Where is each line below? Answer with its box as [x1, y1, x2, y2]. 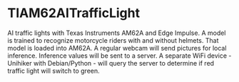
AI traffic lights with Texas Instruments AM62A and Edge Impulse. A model [7, 29, 226, 37]
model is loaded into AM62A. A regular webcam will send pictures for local [7, 43, 227, 52]
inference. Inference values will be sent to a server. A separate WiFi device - [7, 51, 232, 60]
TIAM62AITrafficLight [7, 5, 141, 21]
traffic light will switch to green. [7, 66, 100, 75]
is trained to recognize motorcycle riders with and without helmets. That [7, 36, 219, 44]
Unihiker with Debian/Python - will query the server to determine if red [7, 58, 215, 67]
